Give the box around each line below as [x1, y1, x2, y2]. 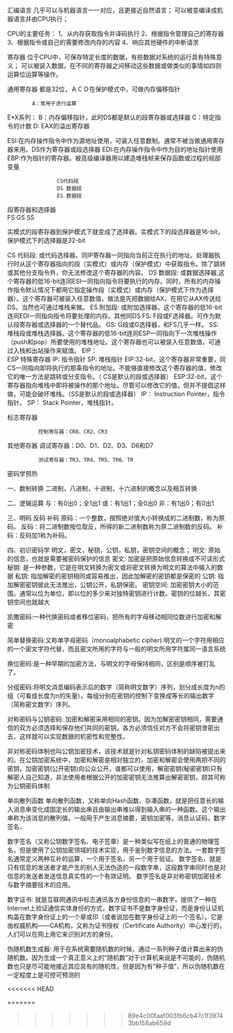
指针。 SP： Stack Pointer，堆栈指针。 [7, 398, 118, 407]
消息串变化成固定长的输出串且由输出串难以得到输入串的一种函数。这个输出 [12, 805, 226, 813]
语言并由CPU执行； [12, 15, 69, 23]
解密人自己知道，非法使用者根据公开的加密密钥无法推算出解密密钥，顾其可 [7, 773, 220, 781]
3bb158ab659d [128, 1019, 171, 1027]
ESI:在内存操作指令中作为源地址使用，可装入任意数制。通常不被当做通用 [7, 137, 213, 144]
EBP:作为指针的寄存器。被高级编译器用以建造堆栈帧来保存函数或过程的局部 [7, 154, 221, 162]
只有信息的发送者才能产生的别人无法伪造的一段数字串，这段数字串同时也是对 [7, 863, 226, 871]
